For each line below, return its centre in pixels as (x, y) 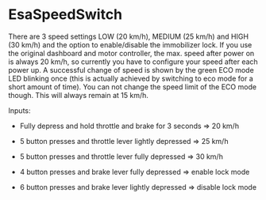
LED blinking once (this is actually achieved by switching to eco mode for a (131, 78)
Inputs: (19, 110)
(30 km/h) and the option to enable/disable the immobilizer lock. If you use (130, 44)
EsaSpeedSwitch (66, 15)
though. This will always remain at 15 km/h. (79, 95)
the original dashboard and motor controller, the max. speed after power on (131, 53)
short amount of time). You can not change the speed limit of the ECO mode (132, 87)
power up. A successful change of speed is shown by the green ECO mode (131, 70)
